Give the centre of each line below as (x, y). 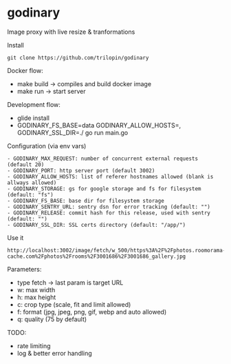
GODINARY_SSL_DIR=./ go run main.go (73, 132)
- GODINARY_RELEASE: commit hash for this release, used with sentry (109, 213)
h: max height (36, 297)
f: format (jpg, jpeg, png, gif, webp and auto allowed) (92, 312)
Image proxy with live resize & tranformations (71, 32)
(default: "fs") (30, 194)
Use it (15, 237)
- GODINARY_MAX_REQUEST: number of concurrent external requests (102, 159)
